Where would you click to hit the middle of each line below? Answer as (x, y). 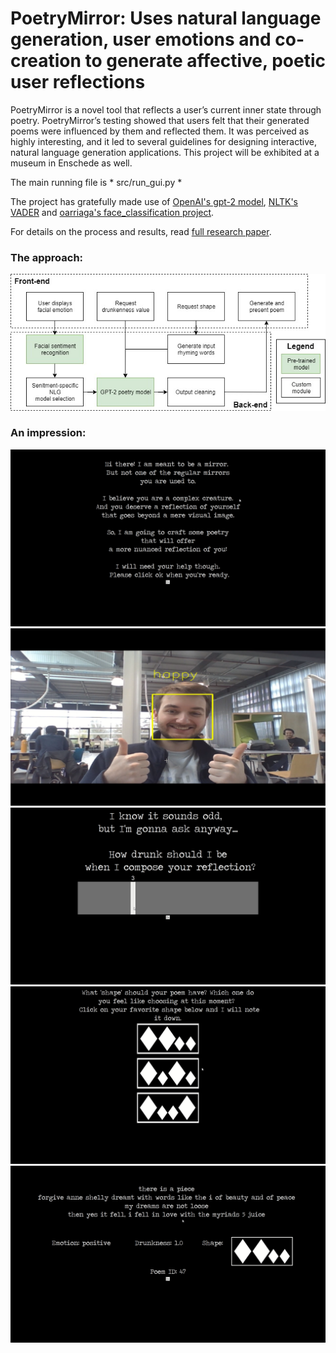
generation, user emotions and (141, 39)
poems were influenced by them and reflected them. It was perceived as (160, 131)
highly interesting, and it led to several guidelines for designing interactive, (163, 141)
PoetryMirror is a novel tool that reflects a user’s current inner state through (166, 109)
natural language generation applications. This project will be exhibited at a (165, 152)
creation (46, 61)
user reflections (78, 82)
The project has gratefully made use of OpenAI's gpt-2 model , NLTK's (154, 201)
